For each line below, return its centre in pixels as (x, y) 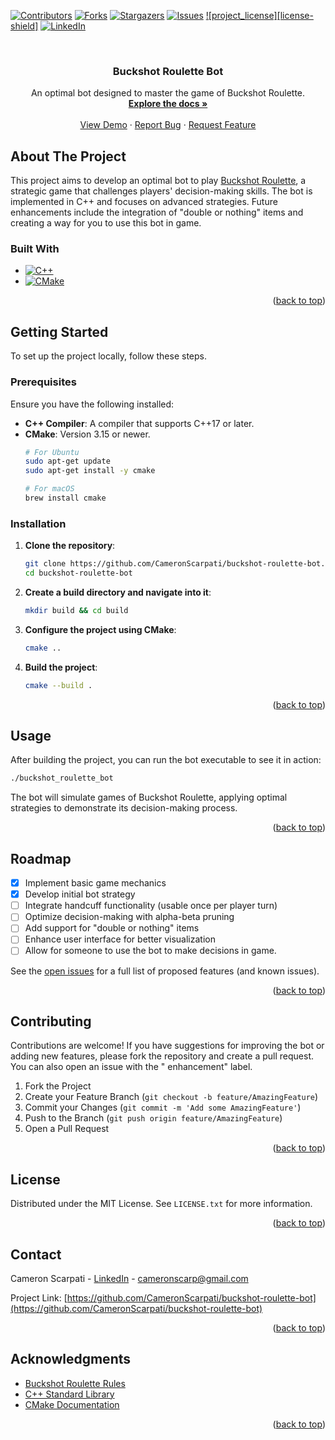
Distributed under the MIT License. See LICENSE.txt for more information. (161, 1204)
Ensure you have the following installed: (92, 404)
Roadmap (41, 858)
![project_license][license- (259, 15)
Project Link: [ (39, 1297)
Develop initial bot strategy (80, 894)
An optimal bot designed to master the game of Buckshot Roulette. (168, 93)
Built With (35, 249)
